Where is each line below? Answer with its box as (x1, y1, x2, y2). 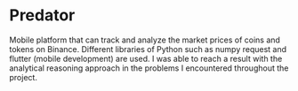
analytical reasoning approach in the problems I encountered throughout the (9, 63, 289, 73)
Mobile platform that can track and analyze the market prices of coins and (9, 34, 280, 45)
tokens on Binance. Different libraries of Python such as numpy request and (9, 43, 287, 54)
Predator (9, 5, 76, 26)
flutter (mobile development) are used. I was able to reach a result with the (9, 53, 283, 64)
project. (9, 72, 38, 82)
